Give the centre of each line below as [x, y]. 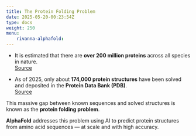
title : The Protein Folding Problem [51, 11]
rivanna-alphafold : [40, 39]
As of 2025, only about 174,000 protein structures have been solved [98, 79]
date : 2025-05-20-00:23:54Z [40, 17]
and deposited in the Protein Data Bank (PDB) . [71, 85]
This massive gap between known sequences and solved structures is [91, 103]
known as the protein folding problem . [53, 109]
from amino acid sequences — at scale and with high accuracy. [82, 127]
